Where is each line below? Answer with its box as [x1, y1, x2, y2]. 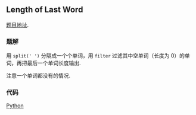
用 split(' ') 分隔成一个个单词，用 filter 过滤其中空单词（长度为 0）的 [6, 52, 185, 59]
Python [6, 102, 24, 109]
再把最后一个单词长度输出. [16, 59, 82, 67]
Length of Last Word [6, 5, 83, 15]
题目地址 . [6, 21, 29, 28]
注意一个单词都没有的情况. [6, 72, 71, 79]
